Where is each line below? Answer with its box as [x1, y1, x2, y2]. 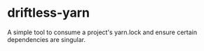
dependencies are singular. [7, 35, 86, 43]
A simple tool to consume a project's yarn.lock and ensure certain [7, 28, 198, 36]
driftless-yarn [7, 5, 90, 21]
